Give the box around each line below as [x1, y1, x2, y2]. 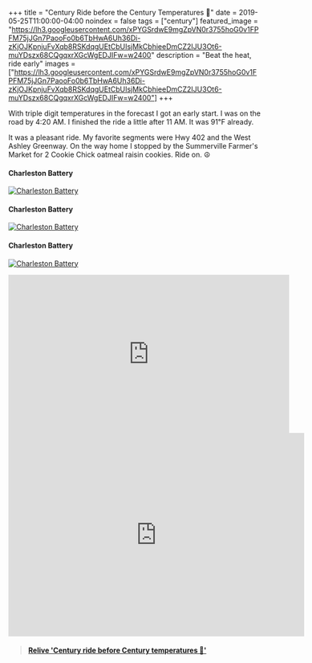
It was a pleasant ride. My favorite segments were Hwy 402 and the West [8, 133, 251, 142]
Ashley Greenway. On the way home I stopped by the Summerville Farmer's [8, 141, 258, 150]
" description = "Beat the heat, [151, 51, 252, 59]
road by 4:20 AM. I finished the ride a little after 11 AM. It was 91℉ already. [8, 117, 254, 126]
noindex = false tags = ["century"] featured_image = [85, 16, 259, 26]
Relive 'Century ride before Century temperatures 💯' [27, 645, 207, 655]
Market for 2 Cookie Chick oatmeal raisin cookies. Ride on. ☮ [8, 149, 211, 159]
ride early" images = [8, 59, 76, 68]
